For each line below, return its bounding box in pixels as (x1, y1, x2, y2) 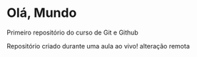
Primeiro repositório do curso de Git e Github (6, 28, 138, 37)
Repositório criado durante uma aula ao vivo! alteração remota (6, 42, 191, 50)
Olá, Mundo (6, 5, 77, 21)
